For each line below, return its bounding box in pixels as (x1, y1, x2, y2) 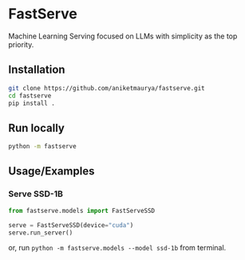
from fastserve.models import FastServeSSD (8, 206, 156, 214)
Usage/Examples (8, 165, 95, 178)
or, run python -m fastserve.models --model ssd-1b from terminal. (8, 243, 227, 253)
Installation (8, 63, 65, 77)
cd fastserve (8, 91, 52, 100)
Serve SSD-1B (8, 189, 64, 200)
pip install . (8, 99, 56, 107)
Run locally (8, 121, 65, 134)
